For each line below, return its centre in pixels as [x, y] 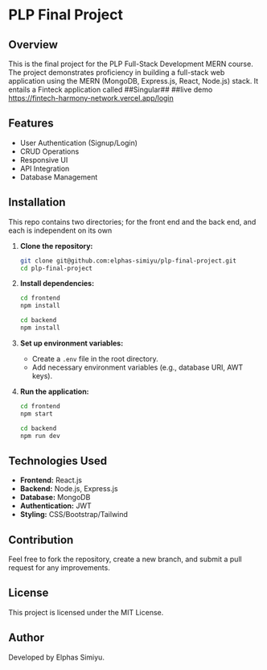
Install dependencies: [57, 283]
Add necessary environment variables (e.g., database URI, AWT [138, 367]
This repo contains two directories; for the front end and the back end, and [132, 221]
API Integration [45, 168]
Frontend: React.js [51, 480]
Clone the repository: [56, 246]
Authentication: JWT [55, 506]
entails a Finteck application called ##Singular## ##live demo [111, 89]
